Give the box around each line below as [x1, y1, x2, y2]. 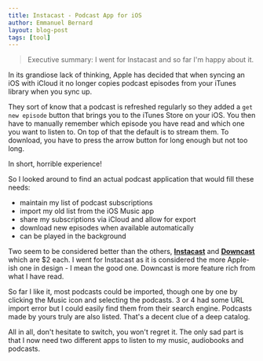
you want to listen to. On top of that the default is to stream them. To [8, 127, 229, 137]
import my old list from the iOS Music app [19, 206, 155, 216]
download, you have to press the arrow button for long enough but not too [8, 135, 248, 146]
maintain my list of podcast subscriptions [19, 198, 153, 208]
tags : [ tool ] [8, 33, 51, 42]
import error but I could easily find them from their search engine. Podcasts [8, 304, 253, 313]
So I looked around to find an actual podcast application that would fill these [8, 175, 254, 184]
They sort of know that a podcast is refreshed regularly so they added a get [8, 102, 254, 112]
